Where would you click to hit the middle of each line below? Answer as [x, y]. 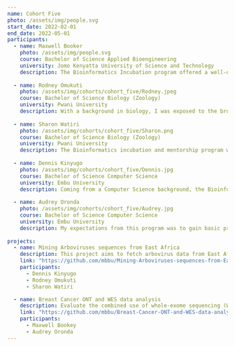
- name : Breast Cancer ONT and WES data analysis [87, 299]
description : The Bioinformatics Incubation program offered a [114, 72]
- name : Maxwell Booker [48, 46]
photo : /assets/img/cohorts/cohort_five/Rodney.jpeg [98, 92]
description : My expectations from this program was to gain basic [120, 228]
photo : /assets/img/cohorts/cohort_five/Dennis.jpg [97, 170]
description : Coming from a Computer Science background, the [112, 189]
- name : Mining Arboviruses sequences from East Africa [97, 248]
